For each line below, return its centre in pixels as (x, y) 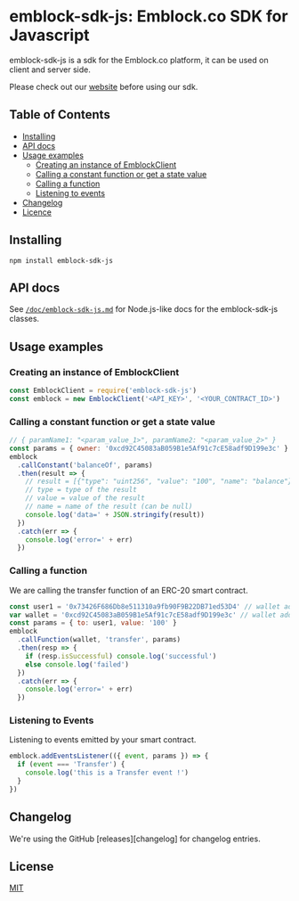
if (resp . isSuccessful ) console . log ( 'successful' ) (121, 656)
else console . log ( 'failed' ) (77, 664)
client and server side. (50, 70)
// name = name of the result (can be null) (109, 507)
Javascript (50, 35)
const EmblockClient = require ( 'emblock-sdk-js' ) (103, 391)
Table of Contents (60, 115)
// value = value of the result (85, 498)
